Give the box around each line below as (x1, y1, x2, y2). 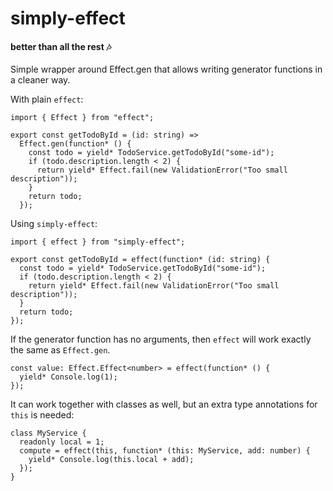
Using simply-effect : (10, 218, 98, 230)
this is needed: (10, 409, 75, 421)
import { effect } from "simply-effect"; (10, 237, 186, 247)
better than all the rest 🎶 (10, 40, 112, 52)
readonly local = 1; (19, 437, 105, 447)
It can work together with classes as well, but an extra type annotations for (10, 398, 318, 411)
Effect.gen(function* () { (19, 139, 132, 149)
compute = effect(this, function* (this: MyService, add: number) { (19, 446, 311, 456)
